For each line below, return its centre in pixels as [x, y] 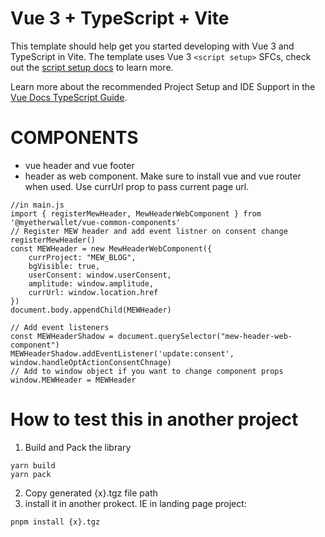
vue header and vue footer [79, 165]
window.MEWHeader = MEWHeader [73, 380]
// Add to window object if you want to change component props [147, 371]
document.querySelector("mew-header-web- [205, 336]
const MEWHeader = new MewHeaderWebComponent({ [111, 248]
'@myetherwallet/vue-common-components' [96, 222]
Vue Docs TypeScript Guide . [69, 97]
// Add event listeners [60, 327]
